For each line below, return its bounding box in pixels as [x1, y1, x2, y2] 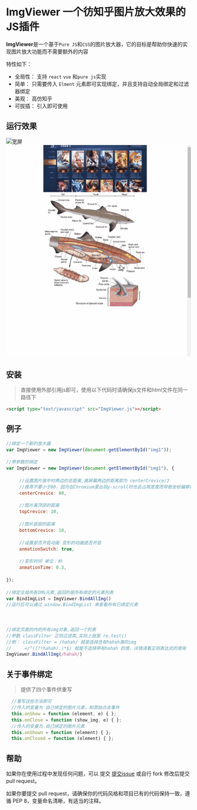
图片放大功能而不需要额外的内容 [11, 48, 89, 55]
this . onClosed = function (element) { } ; [11, 736, 114, 742]
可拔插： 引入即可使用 [14, 102, 68, 109]
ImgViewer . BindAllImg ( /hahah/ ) [6, 651, 83, 658]
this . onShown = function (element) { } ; [11, 729, 111, 735]
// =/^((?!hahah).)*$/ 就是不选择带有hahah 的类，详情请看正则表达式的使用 [6, 645, 186, 651]
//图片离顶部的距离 [19, 502, 60, 509]
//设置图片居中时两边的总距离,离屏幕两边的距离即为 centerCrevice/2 [19, 478, 170, 484]
